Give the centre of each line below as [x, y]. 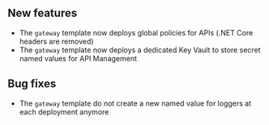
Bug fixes [32, 84]
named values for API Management [78, 58]
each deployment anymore [64, 111]
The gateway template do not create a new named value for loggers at [135, 103]
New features [43, 13]
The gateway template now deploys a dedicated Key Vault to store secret [140, 50]
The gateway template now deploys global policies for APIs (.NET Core [136, 32]
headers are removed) [56, 41]
